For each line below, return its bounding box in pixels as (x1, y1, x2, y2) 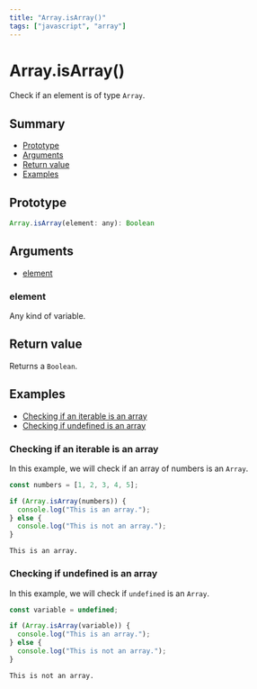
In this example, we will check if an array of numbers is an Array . (9, 463, 249, 474)
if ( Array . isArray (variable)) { (9, 621, 130, 630)
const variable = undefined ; (9, 605, 119, 614)
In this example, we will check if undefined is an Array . (9, 587, 209, 599)
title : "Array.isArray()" (9, 13, 106, 23)
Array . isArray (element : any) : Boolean (9, 219, 155, 228)
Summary (9, 116, 66, 131)
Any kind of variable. (9, 311, 86, 322)
